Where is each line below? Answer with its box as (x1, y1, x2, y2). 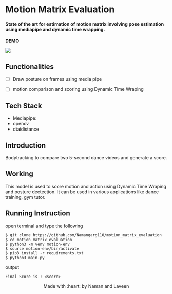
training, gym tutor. (5, 194, 46, 200)
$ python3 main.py (5, 255, 45, 260)
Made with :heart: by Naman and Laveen (43, 283, 129, 289)
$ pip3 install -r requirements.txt (5, 250, 84, 255)
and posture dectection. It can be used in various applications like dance (5, 189, 159, 195)
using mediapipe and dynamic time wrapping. (5, 26, 105, 32)
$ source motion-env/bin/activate (5, 246, 80, 251)
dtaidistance (12, 126, 40, 132)
